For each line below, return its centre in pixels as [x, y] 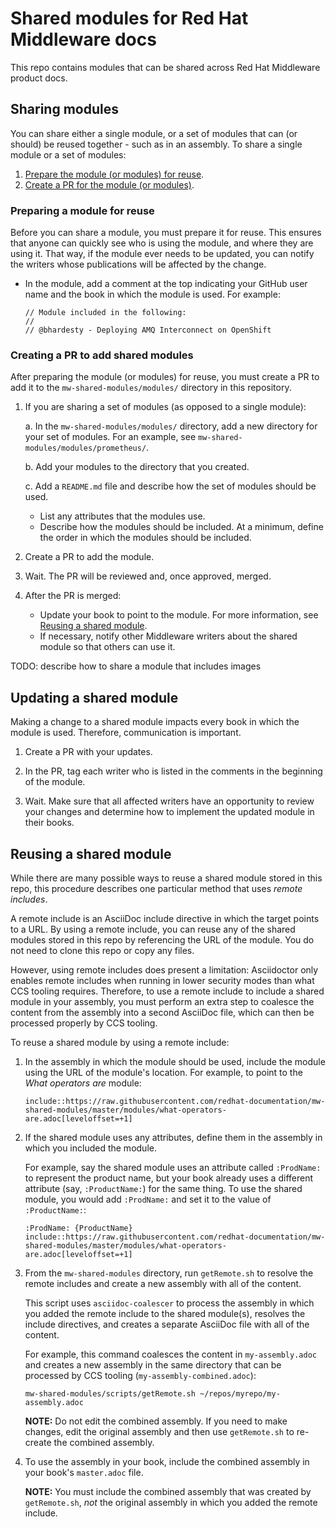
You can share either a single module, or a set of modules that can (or [154, 133]
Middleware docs [83, 39]
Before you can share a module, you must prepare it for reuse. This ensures [166, 233]
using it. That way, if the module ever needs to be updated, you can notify [162, 254]
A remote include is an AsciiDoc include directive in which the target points [165, 918]
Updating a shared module [94, 697]
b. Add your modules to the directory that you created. [137, 467]
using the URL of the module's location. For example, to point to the [163, 1072]
